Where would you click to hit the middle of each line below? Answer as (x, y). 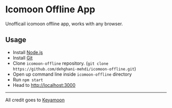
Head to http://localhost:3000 (44, 85)
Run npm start (28, 79)
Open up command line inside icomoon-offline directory (72, 74)
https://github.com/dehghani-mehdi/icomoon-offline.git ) (74, 68)
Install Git (23, 58)
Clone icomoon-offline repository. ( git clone (60, 63)
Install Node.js (28, 52)
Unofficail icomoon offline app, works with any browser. (64, 24)
